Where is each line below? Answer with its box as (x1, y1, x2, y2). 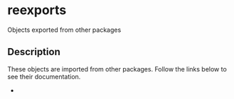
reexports (7, 2, 67, 18)
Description (7, 46, 60, 58)
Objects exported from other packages (7, 25, 122, 34)
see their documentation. (7, 72, 81, 81)
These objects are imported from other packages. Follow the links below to (7, 64, 228, 73)
